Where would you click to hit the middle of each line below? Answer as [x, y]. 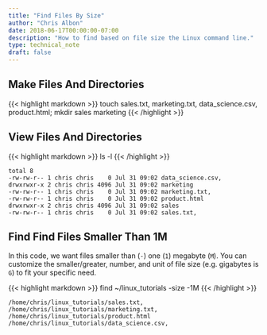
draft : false [30, 52]
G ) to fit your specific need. [52, 273]
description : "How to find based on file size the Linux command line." [131, 38]
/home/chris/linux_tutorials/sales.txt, [76, 302]
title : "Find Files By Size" [56, 15]
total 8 [21, 171]
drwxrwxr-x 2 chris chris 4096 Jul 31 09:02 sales [94, 206]
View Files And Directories [75, 137]
